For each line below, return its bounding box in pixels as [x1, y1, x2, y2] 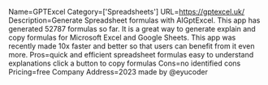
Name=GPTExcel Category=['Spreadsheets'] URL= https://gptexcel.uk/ [8, 7, 245, 16]
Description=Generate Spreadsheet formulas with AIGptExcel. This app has [8, 15, 261, 25]
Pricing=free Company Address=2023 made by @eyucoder [8, 67, 209, 76]
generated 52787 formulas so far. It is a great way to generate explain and [8, 24, 256, 33]
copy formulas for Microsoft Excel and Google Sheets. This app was [8, 32, 236, 42]
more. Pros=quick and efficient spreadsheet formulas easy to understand [8, 50, 254, 59]
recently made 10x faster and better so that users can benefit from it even [8, 41, 255, 51]
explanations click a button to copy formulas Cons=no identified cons [8, 58, 241, 68]
